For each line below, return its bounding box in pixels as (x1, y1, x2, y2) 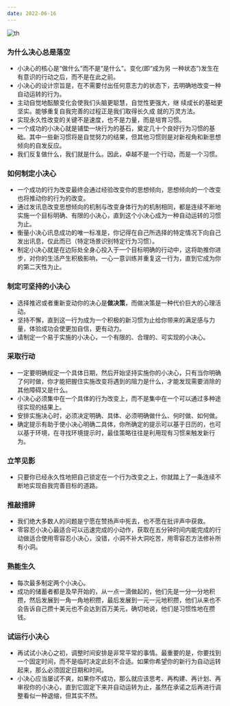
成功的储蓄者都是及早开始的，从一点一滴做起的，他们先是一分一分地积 (16, 587, 216, 596)
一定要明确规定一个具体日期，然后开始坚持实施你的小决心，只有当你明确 (16, 368, 221, 377)
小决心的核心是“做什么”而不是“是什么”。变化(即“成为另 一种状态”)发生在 (16, 64, 219, 72)
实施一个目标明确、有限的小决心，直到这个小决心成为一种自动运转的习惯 (16, 211, 221, 220)
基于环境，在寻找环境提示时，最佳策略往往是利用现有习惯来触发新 (23, 428, 209, 436)
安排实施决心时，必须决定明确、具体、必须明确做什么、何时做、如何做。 (16, 411, 221, 419)
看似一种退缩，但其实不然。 (23, 692, 101, 700)
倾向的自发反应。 (16, 141, 66, 150)
